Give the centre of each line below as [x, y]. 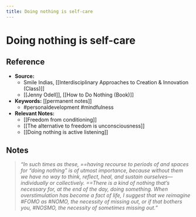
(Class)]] [34, 88]
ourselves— [158, 177]
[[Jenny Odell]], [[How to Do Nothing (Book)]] [78, 95]
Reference [26, 62]
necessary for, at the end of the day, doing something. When [94, 189]
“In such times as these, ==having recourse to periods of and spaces [104, 164]
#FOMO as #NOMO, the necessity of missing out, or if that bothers [101, 202]
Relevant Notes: [34, 113]
